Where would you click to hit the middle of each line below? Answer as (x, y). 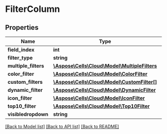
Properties (22, 28)
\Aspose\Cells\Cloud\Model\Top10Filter (101, 106)
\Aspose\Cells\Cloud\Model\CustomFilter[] (105, 82)
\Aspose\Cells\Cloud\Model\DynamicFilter (104, 90)
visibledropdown (28, 114)
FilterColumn (33, 9)
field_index (21, 50)
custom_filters (25, 82)
